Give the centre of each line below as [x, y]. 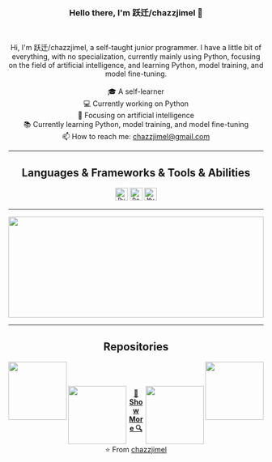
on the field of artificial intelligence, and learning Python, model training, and [136, 66]
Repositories [136, 347]
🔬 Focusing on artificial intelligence [136, 116]
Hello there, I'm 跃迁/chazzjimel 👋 [136, 12]
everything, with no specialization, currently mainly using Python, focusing [136, 57]
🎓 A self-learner [136, 91]
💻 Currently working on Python [136, 104]
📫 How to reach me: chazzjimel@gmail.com [136, 137]
